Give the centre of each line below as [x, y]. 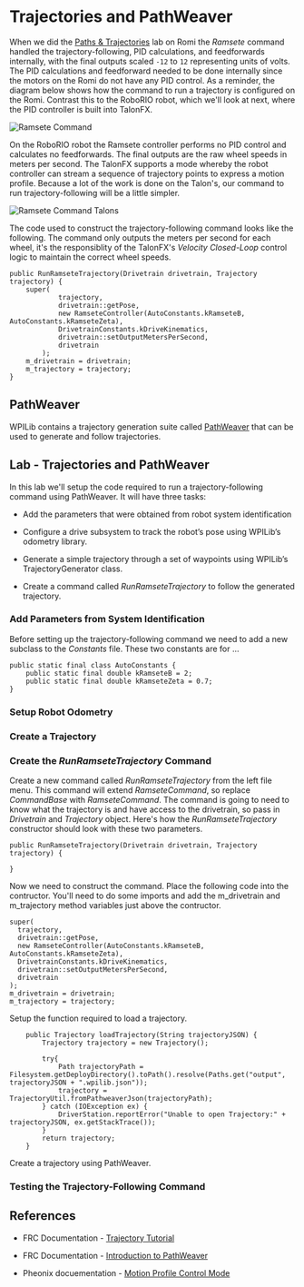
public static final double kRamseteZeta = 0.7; [119, 681]
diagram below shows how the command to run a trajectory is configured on [152, 90]
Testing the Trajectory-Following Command [108, 1186]
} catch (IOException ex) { [95, 1106]
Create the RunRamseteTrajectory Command [110, 760]
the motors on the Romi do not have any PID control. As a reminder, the [142, 80]
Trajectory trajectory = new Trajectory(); [125, 1043]
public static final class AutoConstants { [93, 665]
